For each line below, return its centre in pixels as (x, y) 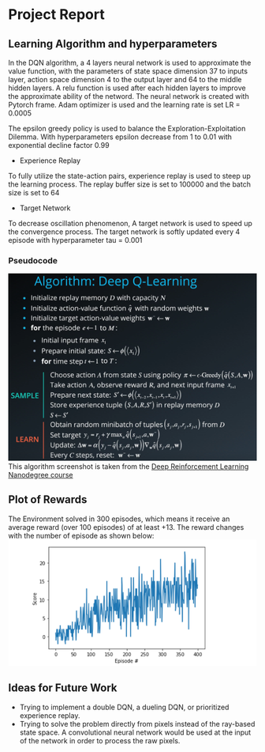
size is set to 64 (34, 193)
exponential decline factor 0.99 (59, 145)
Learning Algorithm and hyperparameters (113, 44)
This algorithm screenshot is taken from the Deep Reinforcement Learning (129, 466)
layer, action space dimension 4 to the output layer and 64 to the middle (125, 79)
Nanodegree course (41, 474)
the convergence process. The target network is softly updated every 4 (124, 232)
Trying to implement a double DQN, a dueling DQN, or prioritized (124, 707)
